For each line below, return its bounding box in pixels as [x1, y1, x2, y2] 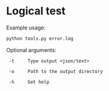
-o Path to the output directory [8, 68, 103, 74]
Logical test [6, 4, 66, 18]
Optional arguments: [6, 46, 57, 53]
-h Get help [8, 79, 50, 85]
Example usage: [6, 24, 46, 31]
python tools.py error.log [6, 35, 74, 41]
